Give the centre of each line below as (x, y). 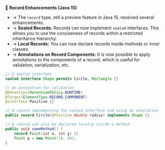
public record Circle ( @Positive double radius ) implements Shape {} (77, 115)
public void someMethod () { (34, 129)
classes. (21, 49)
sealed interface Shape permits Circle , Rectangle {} (62, 79)
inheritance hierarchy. (34, 38)
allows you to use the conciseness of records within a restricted (78, 33)
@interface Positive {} (30, 102)
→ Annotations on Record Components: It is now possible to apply (81, 54)
